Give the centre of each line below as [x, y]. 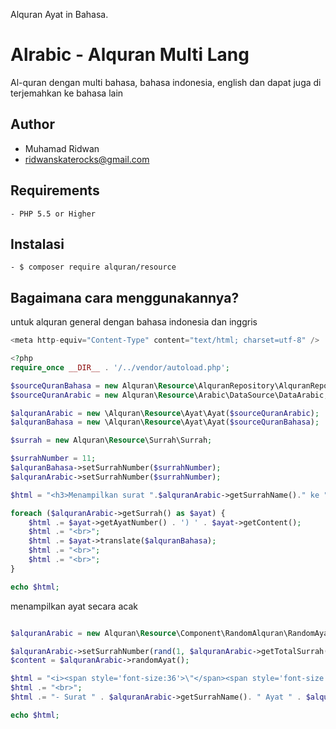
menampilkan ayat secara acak [74, 606]
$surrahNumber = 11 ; [53, 459]
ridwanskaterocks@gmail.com [87, 159]
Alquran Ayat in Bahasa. [59, 14]
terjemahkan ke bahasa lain [67, 93]
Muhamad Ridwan [62, 148]
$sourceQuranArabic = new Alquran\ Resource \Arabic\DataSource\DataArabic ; [169, 395]
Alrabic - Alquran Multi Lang [130, 55]
